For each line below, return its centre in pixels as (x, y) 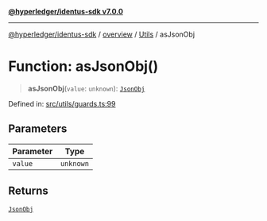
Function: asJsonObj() (83, 66)
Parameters (38, 129)
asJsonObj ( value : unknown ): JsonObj (86, 88)
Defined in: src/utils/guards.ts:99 (62, 103)
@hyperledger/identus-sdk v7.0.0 (66, 12)
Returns (29, 191)
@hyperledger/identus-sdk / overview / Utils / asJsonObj (102, 34)
